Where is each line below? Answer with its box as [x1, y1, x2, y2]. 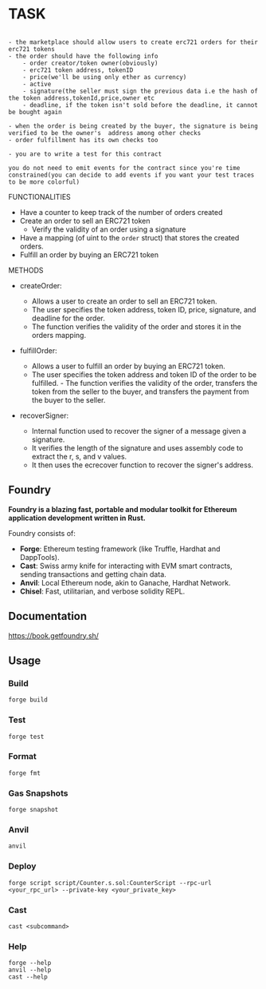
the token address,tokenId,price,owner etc [8, 93, 155, 102]
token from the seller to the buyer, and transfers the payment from [31, 387, 249, 396]
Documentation [8, 610, 88, 623]
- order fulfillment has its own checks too [8, 136, 158, 144]
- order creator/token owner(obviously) [22, 59, 158, 67]
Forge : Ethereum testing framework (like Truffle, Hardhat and [19, 544, 221, 554]
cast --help [8, 973, 48, 981]
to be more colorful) [8, 177, 80, 186]
